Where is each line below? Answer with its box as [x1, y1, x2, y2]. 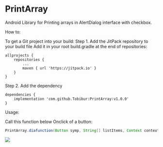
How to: [5, 29, 21, 35]
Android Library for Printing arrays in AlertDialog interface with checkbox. [5, 19, 152, 25]
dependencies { [5, 92, 36, 97]
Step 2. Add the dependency [5, 83, 63, 89]
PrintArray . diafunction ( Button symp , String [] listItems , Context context [5, 128, 160, 133]
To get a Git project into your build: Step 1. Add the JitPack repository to [5, 38, 148, 44]
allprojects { [5, 53, 34, 58]
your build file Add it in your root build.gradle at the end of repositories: [5, 43, 147, 49]
